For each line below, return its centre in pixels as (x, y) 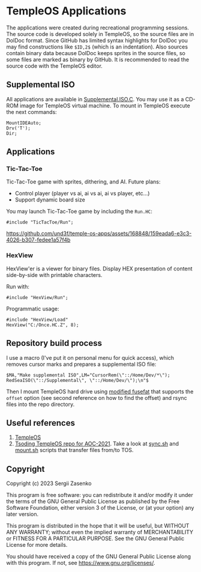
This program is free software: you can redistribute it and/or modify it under (100, 495)
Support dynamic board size (50, 200)
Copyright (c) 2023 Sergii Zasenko (49, 483)
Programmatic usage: (33, 308)
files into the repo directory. (40, 404)
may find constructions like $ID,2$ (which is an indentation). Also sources (97, 47)
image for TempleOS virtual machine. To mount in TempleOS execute (105, 106)
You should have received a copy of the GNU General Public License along (98, 556)
